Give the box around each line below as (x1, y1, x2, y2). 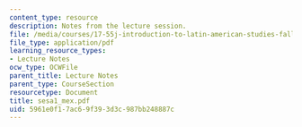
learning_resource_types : (9, 47, 106, 55)
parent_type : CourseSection (9, 80, 115, 89)
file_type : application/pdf (9, 38, 115, 47)
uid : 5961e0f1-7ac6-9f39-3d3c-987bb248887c (9, 105, 175, 114)
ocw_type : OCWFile (9, 63, 78, 72)
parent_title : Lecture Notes (9, 72, 119, 80)
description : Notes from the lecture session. (9, 21, 187, 30)
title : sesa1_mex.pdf (9, 96, 91, 106)
